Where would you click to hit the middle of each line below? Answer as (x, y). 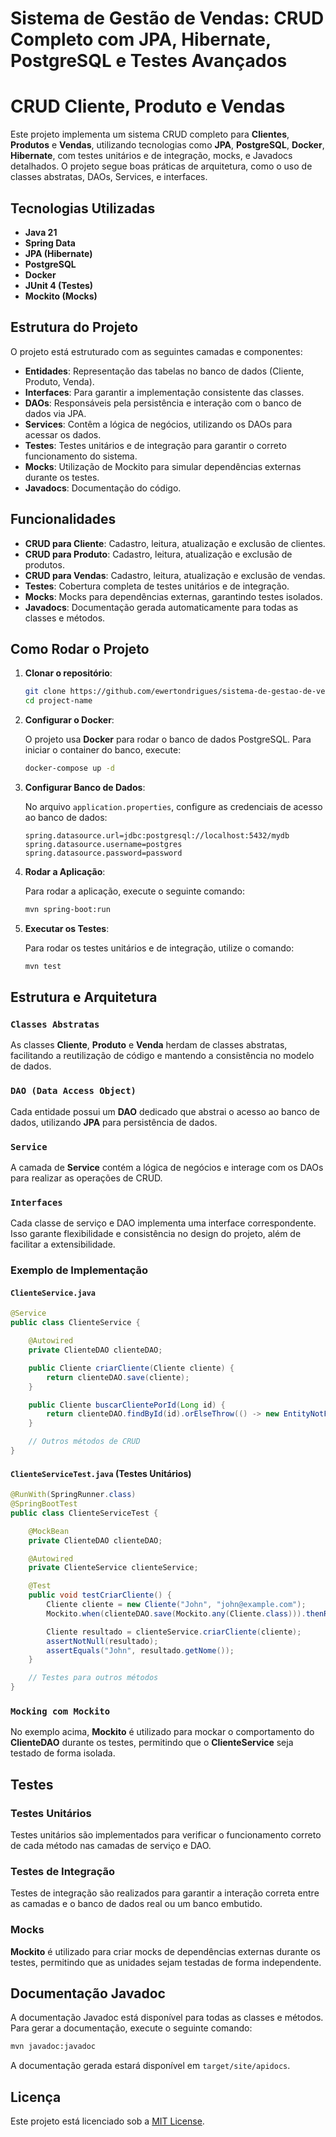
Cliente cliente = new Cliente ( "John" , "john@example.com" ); (176, 1605)
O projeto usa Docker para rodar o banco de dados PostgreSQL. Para (168, 739)
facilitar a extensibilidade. (63, 1244)
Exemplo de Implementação (79, 1270)
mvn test (43, 966)
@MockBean (49, 1531)
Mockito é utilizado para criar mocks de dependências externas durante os (165, 1951)
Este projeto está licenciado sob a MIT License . (107, 2121)
